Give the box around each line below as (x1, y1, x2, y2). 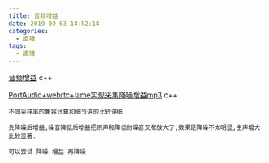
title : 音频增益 (8, 11, 58, 20)
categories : (8, 27, 49, 35)
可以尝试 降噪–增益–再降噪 (8, 148, 87, 156)
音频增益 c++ (8, 73, 53, 82)
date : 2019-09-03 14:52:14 (8, 19, 100, 28)
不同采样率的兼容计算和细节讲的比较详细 (8, 108, 123, 116)
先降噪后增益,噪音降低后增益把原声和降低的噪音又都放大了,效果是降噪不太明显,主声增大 (8, 123, 261, 131)
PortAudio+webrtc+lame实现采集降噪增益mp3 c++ (8, 90, 178, 100)
